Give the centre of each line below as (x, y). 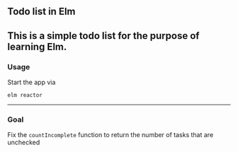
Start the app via (32, 82)
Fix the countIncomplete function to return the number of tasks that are (110, 135)
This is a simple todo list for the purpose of (103, 36)
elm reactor (25, 95)
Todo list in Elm (41, 12)
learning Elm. (37, 46)
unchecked (24, 142)
